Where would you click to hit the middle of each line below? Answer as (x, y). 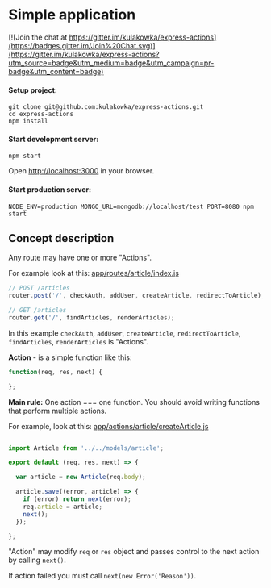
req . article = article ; (63, 507)
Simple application (72, 15)
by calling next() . (38, 560)
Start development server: (54, 139)
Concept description (61, 238)
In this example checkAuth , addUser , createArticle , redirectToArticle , (125, 333)
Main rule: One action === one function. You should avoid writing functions (134, 402)
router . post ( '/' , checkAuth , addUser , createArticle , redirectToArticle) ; (137, 296)
